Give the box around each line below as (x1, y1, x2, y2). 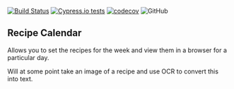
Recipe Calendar (7, 27, 82, 39)
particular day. (7, 53, 49, 61)
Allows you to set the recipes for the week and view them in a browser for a (7, 46, 228, 54)
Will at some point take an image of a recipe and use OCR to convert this (7, 67, 219, 76)
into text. (7, 74, 33, 83)
